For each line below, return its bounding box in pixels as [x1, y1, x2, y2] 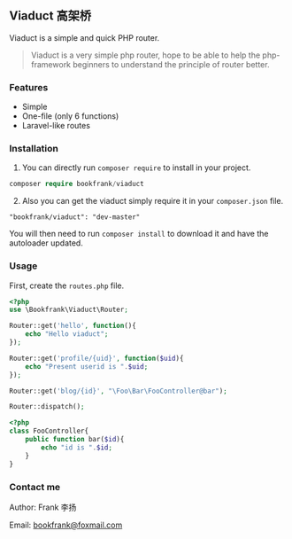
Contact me [9, 480, 61, 493]
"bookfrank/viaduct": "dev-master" [9, 213, 141, 222]
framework [30, 59, 72, 69]
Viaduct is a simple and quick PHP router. [9, 32, 160, 43]
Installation [9, 143, 59, 155]
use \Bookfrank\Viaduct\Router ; [9, 305, 128, 315]
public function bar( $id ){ [25, 435, 125, 444]
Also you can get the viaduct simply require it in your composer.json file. [21, 196, 284, 207]
